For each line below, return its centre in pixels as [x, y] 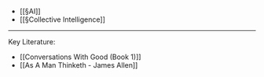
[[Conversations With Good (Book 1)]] [80, 57]
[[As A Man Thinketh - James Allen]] [79, 65]
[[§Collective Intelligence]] [62, 19]
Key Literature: [32, 42]
